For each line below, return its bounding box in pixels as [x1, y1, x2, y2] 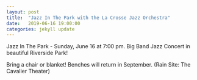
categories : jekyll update [6, 26, 75, 32]
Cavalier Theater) [6, 68, 51, 75]
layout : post [6, 9, 40, 15]
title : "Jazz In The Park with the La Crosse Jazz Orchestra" [6, 15, 171, 21]
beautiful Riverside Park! [6, 49, 68, 57]
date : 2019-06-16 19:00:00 [6, 20, 81, 26]
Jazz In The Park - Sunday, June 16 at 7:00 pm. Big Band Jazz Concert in [6, 43, 190, 50]
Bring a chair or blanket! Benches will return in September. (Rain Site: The [6, 61, 191, 68]
